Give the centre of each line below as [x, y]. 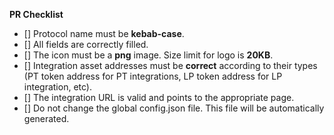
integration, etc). [57, 87]
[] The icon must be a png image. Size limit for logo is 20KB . [148, 55]
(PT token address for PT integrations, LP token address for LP [153, 76]
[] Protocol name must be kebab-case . [104, 33]
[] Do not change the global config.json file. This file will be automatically [174, 108]
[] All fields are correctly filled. [86, 44]
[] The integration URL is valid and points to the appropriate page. [159, 97]
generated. [46, 118]
